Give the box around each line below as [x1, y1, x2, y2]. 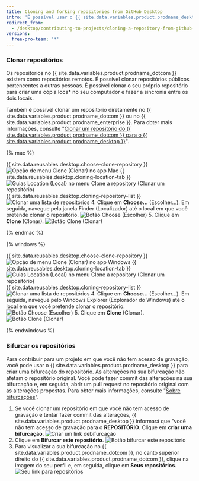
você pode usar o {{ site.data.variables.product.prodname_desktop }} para [6, 361, 188, 369]
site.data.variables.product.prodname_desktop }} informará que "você [14, 417, 187, 425]
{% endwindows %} [6, 327, 55, 334]
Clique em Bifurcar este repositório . [14, 436, 104, 444]
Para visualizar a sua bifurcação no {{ [14, 442, 107, 449]
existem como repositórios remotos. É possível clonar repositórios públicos [6, 76, 190, 83]
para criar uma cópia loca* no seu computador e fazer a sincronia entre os [6, 89, 188, 96]
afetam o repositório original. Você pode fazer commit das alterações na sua [6, 374, 193, 381]
